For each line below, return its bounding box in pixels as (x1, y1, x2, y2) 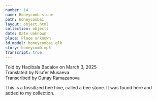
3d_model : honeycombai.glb (5, 41, 62, 46)
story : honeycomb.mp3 (5, 45, 51, 50)
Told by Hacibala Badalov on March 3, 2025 (5, 64, 97, 70)
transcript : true (5, 50, 42, 55)
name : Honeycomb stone (5, 12, 53, 17)
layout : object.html (5, 21, 49, 27)
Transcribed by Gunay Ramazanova (5, 75, 80, 81)
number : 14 (5, 7, 28, 13)
